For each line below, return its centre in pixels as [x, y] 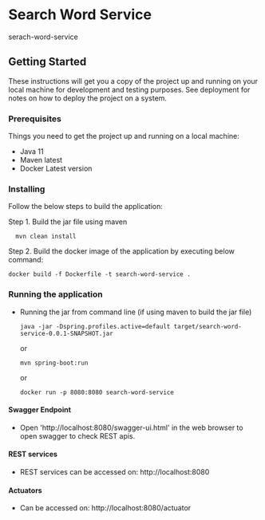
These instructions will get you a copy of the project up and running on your [133, 81]
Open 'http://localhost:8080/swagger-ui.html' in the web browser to [131, 427]
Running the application [55, 294]
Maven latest [41, 160]
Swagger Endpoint [40, 410]
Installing [27, 189]
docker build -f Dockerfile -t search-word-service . [100, 274]
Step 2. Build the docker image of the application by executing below [122, 251]
